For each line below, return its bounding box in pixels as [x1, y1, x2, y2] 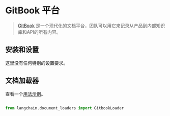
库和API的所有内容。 [17, 29, 61, 35]
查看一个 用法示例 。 [5, 90, 46, 97]
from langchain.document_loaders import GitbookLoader [5, 105, 124, 110]
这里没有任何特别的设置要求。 [5, 60, 68, 66]
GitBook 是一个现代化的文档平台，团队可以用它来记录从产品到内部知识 [17, 22, 165, 29]
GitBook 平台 [5, 5, 60, 16]
